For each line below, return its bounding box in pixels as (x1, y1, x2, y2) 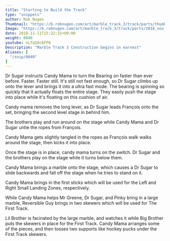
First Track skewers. (5, 231, 48, 237)
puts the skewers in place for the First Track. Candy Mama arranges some (5, 220, 160, 227)
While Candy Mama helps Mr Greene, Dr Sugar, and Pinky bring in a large (5, 195, 158, 201)
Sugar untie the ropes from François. (5, 125, 82, 131)
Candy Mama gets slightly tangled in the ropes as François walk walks (5, 134, 152, 140)
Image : (5, 26, 19, 31)
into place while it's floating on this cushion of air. (5, 94, 109, 100)
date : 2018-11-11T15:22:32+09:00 (5, 31, 76, 36)
